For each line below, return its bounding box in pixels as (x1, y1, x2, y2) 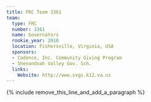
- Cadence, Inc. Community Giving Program (12, 55, 122, 61)
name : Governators (12, 32, 60, 38)
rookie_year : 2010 (12, 37, 60, 44)
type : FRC (12, 20, 37, 26)
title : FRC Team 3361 (6, 9, 62, 15)
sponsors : (12, 49, 37, 55)
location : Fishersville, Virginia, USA (12, 44, 114, 50)
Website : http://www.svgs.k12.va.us (17, 72, 112, 78)
